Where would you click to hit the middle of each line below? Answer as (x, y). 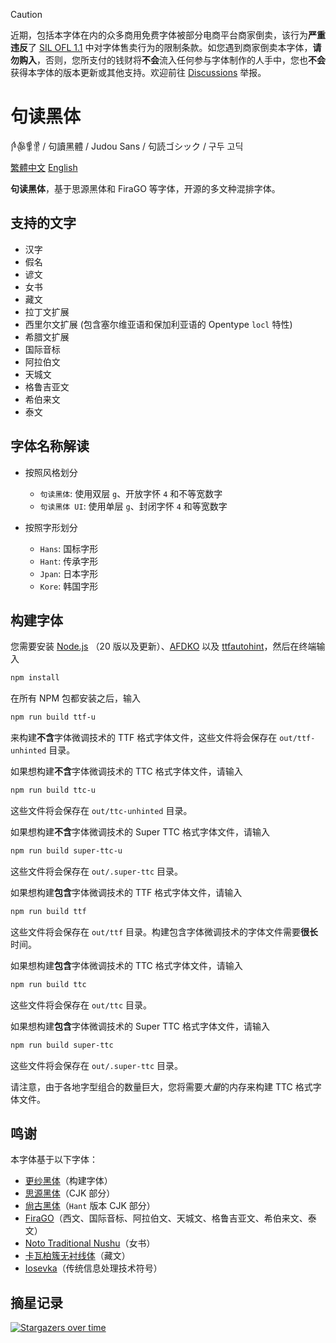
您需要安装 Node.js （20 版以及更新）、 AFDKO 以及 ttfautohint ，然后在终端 (163, 646)
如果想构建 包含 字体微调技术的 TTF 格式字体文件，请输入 (126, 892)
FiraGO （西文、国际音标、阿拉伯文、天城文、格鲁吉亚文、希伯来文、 (166, 1218)
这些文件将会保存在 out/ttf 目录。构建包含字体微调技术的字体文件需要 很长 (164, 931)
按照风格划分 (51, 472)
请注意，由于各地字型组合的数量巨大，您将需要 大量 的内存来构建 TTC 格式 (161, 1086)
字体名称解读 (50, 446)
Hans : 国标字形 (69, 548)
